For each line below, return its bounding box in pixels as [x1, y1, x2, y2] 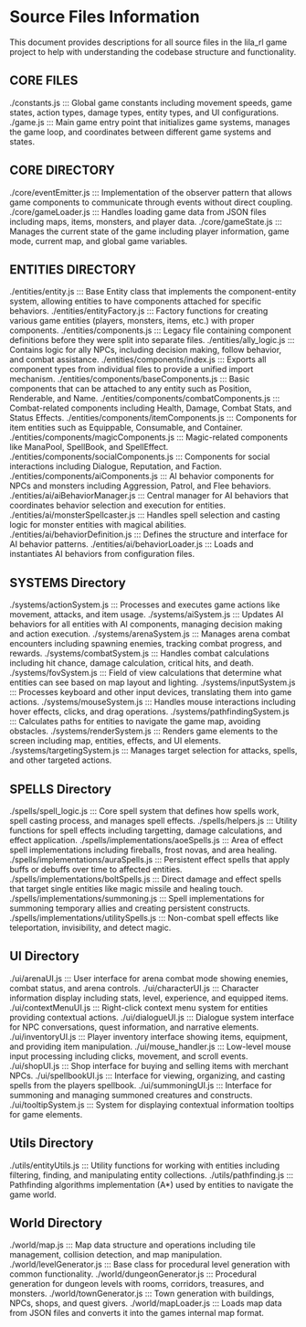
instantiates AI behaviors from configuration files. [9, 549, 195, 560]
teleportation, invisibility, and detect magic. [9, 922, 172, 933]
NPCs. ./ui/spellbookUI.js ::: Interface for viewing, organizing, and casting [9, 1070, 286, 1081]
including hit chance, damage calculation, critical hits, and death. [9, 658, 254, 669]
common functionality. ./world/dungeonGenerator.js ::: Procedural [9, 1268, 258, 1279]
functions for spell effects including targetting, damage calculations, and [9, 825, 283, 836]
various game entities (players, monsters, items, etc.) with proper [9, 316, 255, 326]
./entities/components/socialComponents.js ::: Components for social [9, 451, 270, 463]
